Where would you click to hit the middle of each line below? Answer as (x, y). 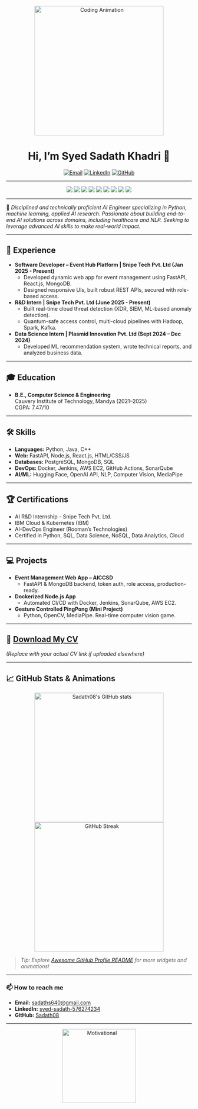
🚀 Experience (31, 251)
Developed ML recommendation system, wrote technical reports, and (108, 346)
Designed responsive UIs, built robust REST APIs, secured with (100, 289)
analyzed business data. (53, 353)
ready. (31, 590)
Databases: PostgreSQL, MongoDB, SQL (64, 462)
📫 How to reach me (35, 987)
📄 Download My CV (42, 639)
